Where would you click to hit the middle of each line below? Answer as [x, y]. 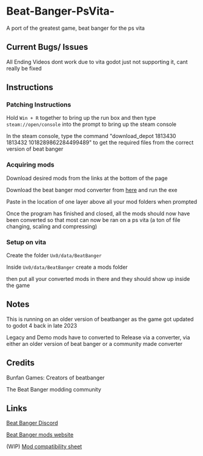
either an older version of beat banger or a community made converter [95, 344]
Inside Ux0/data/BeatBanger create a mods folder [67, 267]
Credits [21, 363]
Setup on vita [26, 242]
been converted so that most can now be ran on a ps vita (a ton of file [93, 219]
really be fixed [24, 68]
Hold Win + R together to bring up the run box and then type [81, 118]
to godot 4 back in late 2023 [42, 325]
